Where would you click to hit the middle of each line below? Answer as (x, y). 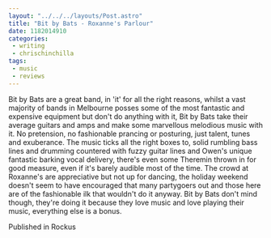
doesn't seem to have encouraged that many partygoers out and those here (135, 185)
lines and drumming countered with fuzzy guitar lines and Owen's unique (130, 151)
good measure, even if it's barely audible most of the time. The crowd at (129, 168)
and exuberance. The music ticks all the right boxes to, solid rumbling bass (133, 142)
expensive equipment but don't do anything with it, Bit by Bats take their (128, 116)
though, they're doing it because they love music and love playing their (127, 202)
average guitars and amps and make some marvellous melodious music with (135, 125)
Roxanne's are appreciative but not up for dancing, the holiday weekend (128, 176)
